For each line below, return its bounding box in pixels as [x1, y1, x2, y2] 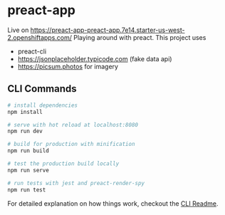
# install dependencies [7, 102, 78, 109]
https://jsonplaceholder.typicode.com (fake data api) [17, 54, 172, 63]
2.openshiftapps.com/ [7, 33, 73, 41]
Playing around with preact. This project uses [73, 33, 206, 41]
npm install [7, 108, 43, 115]
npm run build [7, 147, 50, 154]
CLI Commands [7, 83, 77, 95]
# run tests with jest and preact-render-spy [7, 179, 145, 187]
